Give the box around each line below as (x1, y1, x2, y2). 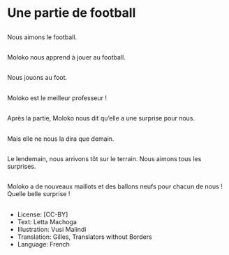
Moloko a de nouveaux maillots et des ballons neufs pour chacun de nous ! (7, 182, 223, 191)
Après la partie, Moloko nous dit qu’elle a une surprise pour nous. (7, 114, 195, 123)
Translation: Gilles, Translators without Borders (17, 233, 152, 241)
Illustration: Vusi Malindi (17, 225, 87, 233)
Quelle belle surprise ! (7, 190, 71, 198)
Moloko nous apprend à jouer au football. (7, 53, 126, 61)
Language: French (17, 240, 70, 248)
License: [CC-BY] (17, 210, 68, 219)
